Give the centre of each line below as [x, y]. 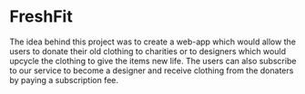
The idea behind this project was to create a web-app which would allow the [152, 42]
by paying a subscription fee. [64, 80]
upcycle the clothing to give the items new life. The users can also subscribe [153, 61]
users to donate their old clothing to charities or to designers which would [148, 51]
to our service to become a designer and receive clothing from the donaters [152, 70]
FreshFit [41, 17]
